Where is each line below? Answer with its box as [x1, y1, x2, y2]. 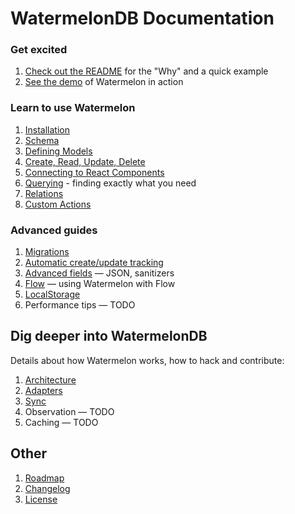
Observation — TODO [24, 405, 115, 417]
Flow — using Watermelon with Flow [24, 278, 176, 290]
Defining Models [24, 145, 93, 157]
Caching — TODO [24, 416, 99, 428]
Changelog [24, 482, 71, 494]
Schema [24, 134, 60, 146]
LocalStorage [24, 288, 81, 301]
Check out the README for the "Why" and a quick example [24, 65, 269, 77]
